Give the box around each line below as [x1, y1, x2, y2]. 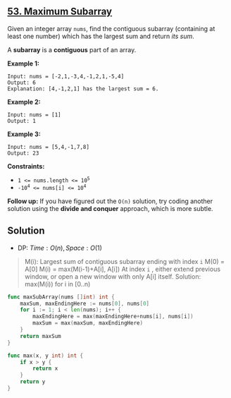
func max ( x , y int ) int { [7, 352, 83, 359]
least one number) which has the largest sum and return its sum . [7, 32, 195, 40]
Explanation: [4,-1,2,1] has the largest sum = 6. [7, 85, 159, 92]
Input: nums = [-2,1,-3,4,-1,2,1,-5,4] [7, 73, 125, 80]
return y [20, 378, 46, 385]
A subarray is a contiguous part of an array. [7, 45, 137, 54]
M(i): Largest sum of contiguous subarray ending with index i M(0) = [24, 257, 225, 265]
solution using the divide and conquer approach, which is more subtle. [7, 204, 213, 212]
